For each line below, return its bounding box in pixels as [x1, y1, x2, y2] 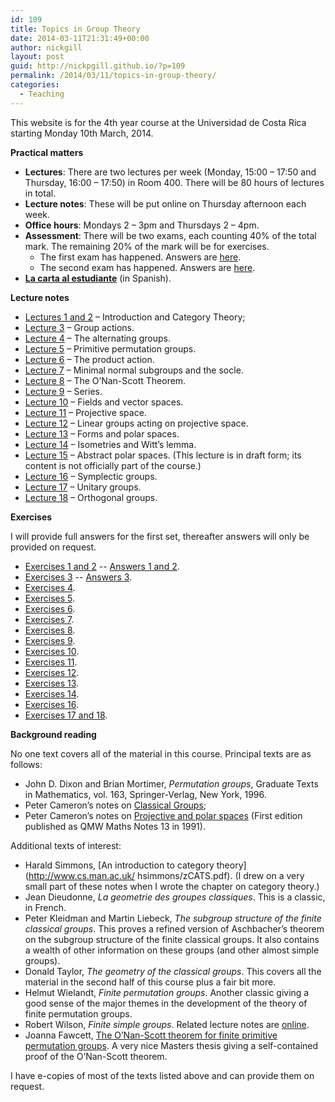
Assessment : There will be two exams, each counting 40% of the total [24, 229, 317, 241]
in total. [24, 187, 57, 199]
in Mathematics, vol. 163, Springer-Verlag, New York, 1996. [24, 788, 267, 800]
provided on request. [10, 541, 97, 553]
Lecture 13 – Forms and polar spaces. [24, 427, 180, 440]
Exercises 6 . [24, 602, 76, 615]
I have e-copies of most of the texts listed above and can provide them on [10, 1069, 315, 1081]
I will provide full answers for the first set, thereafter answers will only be [10, 530, 310, 542]
